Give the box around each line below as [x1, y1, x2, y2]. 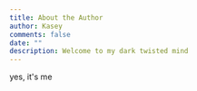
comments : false [9, 30, 71, 39]
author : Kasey [9, 22, 64, 31]
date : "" [9, 38, 43, 48]
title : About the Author [9, 13, 103, 23]
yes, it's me [9, 71, 53, 82]
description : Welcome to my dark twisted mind [9, 47, 189, 56]
